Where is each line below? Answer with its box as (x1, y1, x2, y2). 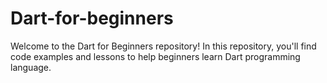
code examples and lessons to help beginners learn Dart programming (10, 50, 301, 62)
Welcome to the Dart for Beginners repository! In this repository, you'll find (10, 40, 317, 52)
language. (10, 61, 52, 73)
